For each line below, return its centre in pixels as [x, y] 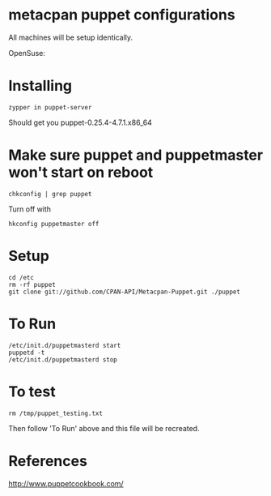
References [48, 461]
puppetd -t [27, 353]
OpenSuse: [27, 53]
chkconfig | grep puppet [50, 194]
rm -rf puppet [32, 284]
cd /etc [21, 277]
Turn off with [30, 209]
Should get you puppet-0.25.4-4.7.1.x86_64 [80, 122]
